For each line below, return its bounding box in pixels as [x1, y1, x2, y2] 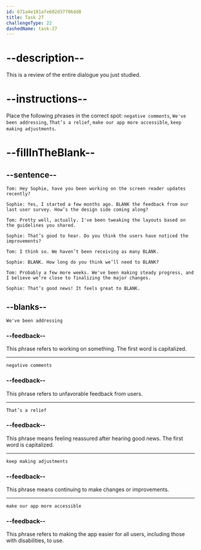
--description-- [6, 52, 85, 65]
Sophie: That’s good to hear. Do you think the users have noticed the [6, 233, 188, 239]
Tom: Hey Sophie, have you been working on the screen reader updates [6, 186, 186, 192]
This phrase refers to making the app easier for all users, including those [6, 531, 185, 538]
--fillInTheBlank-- [6, 146, 96, 160]
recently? [6, 191, 31, 197]
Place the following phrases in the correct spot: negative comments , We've [6, 112, 187, 119]
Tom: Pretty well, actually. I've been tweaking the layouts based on [6, 217, 186, 223]
